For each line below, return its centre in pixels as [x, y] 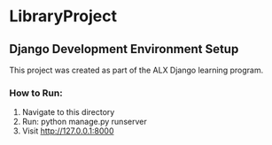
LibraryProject [63, 16]
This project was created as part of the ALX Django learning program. [136, 70]
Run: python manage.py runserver [85, 122]
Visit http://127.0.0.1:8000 [68, 131]
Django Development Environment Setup [124, 49]
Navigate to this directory [68, 112]
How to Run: [36, 93]
